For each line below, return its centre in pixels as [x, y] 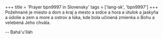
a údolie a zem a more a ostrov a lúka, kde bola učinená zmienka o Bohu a [80, 17]
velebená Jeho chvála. [28, 22]
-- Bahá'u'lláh [19, 32]
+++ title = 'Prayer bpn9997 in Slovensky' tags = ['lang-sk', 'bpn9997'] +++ [82, 7]
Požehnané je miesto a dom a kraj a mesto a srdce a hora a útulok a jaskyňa [82, 12]
